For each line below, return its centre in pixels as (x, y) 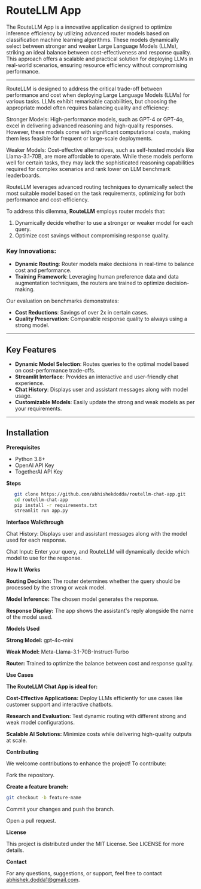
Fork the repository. (31, 775)
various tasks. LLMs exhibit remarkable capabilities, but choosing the (92, 101)
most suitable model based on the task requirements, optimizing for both (96, 193)
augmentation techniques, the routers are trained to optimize (90, 283)
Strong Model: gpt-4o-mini (40, 640)
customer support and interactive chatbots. (60, 705)
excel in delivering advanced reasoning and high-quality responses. (90, 126)
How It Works (23, 570)
